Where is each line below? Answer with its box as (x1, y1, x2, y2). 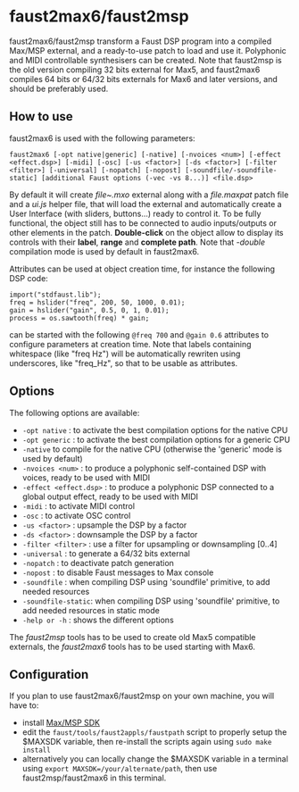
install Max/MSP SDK (21, 717, 101, 729)
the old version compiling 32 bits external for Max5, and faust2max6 (9, 64, 261, 75)
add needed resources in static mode (21, 604, 161, 615)
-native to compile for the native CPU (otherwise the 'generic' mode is (21, 444, 283, 454)
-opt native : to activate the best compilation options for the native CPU (21, 424, 288, 435)
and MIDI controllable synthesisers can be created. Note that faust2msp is (9, 54, 283, 65)
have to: (9, 700, 39, 711)
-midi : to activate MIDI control (21, 500, 136, 511)
